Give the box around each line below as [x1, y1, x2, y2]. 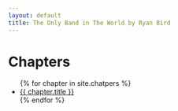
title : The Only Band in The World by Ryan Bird [8, 19, 171, 27]
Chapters [8, 53, 71, 71]
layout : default [8, 11, 61, 20]
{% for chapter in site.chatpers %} [19, 79, 132, 88]
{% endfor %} [19, 95, 65, 105]
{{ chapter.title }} [19, 87, 75, 97]
